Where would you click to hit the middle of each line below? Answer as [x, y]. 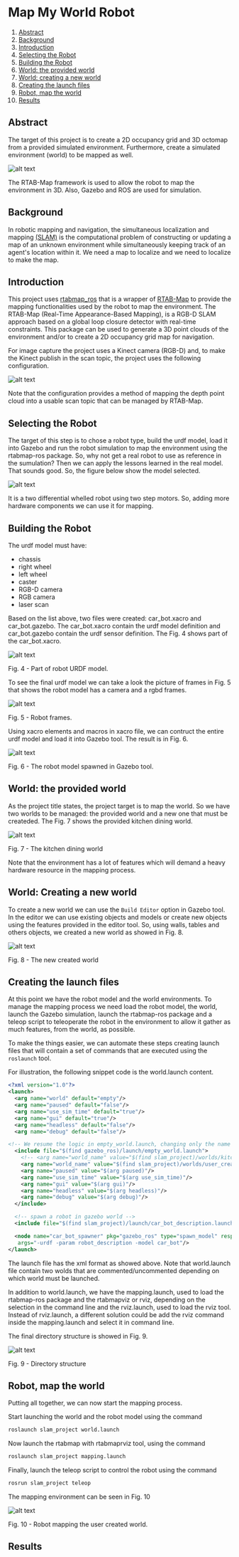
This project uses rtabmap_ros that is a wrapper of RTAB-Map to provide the [120, 299]
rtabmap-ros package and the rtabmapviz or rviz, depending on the [107, 1299]
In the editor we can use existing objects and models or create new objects [118, 917]
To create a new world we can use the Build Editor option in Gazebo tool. [117, 909]
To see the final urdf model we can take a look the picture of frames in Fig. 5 [119, 682]
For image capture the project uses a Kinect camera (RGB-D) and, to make [117, 351]
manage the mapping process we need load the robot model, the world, [113, 1007]
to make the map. [34, 260]
